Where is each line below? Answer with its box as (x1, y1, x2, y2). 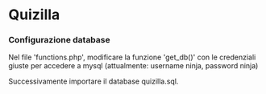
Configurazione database (8, 35, 110, 46)
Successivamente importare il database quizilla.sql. (8, 76, 179, 86)
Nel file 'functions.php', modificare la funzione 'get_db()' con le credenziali (8, 52, 256, 62)
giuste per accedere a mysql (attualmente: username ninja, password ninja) (8, 61, 259, 71)
